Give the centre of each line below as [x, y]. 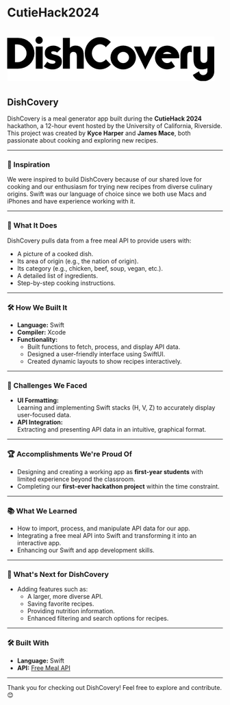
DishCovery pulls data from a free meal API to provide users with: [99, 240]
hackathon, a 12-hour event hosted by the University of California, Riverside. [115, 126]
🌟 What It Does [32, 225]
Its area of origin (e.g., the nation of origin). [78, 261]
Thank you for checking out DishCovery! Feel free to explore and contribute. [115, 687]
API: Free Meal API [43, 668]
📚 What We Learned [42, 510]
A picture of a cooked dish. [55, 253]
